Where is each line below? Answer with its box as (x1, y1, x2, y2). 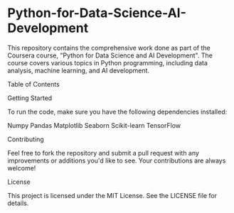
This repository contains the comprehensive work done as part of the (7, 43, 211, 52)
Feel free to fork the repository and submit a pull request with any (7, 148, 199, 157)
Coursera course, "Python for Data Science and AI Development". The (7, 51, 213, 60)
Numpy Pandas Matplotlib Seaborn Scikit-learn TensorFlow (7, 121, 181, 129)
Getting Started (7, 94, 53, 102)
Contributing (7, 135, 44, 143)
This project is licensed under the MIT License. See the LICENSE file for (7, 191, 218, 200)
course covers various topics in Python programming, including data (7, 58, 208, 67)
